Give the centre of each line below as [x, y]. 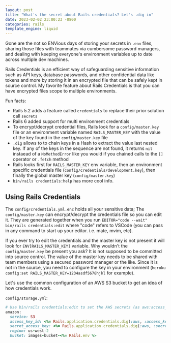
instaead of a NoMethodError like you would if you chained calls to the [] [88, 154]
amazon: [13, 312]
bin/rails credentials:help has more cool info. [63, 181]
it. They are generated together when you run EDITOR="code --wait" [76, 220]
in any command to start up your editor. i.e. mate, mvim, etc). [69, 230]
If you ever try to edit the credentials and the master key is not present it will [85, 240]
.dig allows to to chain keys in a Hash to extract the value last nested [85, 143]
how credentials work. [28, 288]
